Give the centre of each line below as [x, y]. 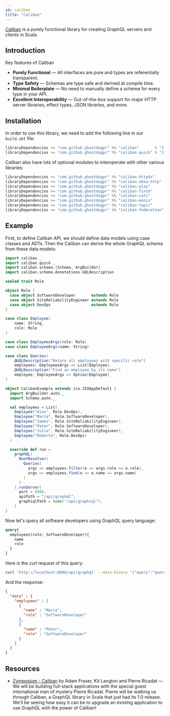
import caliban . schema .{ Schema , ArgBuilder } [53, 268]
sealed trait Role [25, 282]
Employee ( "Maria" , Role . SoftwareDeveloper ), [62, 417]
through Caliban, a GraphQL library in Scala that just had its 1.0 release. [87, 697]
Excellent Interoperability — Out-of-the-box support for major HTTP [84, 100]
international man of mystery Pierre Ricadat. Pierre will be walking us [84, 692]
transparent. [25, 78]
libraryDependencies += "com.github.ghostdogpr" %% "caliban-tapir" [79, 205]
